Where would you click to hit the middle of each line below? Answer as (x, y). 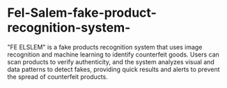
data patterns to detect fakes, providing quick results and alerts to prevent (114, 69)
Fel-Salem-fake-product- (82, 13)
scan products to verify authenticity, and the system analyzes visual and (111, 61)
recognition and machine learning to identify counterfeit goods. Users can (113, 54)
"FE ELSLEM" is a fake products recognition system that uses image (105, 47)
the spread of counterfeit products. (57, 76)
